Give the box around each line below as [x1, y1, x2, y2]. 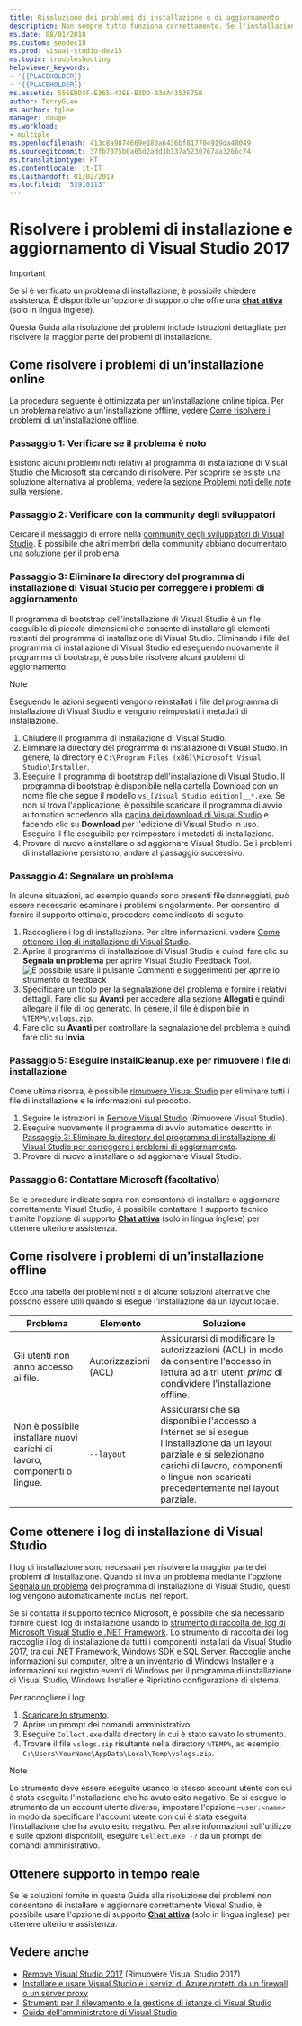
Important [9, 268, 46, 279]
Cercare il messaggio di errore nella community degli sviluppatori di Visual [9, 529, 285, 540]
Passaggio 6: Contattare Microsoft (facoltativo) [9, 1174, 220, 1186]
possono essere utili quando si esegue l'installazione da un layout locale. [9, 1296, 279, 1307]
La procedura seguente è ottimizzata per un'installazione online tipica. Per [9, 395, 285, 406]
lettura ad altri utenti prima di [160, 1366, 283, 1379]
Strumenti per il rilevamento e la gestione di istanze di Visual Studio [22, 1997, 272, 2008]
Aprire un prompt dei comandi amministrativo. [22, 1719, 193, 1730]
